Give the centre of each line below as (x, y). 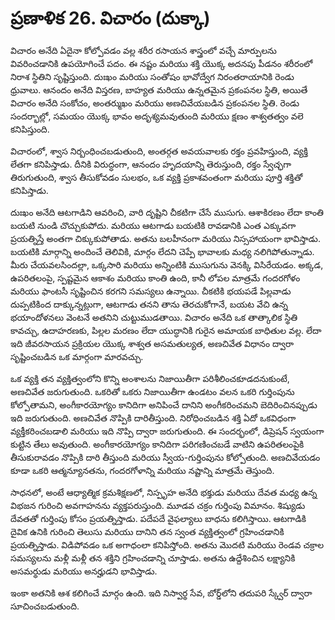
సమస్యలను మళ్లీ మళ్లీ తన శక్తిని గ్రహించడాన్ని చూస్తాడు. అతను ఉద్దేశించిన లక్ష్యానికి (153, 558)
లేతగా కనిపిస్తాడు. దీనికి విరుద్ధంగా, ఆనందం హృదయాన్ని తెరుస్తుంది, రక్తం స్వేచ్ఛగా (151, 164)
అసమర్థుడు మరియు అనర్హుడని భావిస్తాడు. (84, 571)
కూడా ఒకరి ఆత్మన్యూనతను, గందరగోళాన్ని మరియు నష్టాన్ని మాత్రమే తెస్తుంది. (142, 470)
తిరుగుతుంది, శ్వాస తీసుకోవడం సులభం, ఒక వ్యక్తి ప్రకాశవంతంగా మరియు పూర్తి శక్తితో (156, 177)
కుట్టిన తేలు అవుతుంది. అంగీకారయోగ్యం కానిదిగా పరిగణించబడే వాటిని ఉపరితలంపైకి (157, 444)
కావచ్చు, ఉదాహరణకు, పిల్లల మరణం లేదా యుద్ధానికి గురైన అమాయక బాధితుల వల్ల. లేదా (166, 330)
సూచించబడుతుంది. (45, 606)
